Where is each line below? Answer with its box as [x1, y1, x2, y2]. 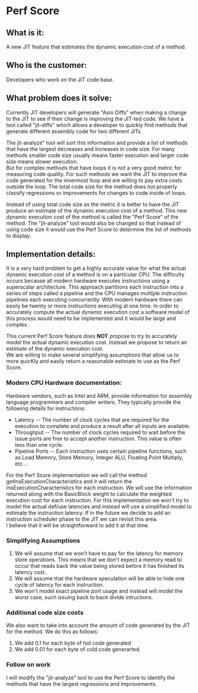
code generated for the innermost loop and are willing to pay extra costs [6, 176, 183, 184]
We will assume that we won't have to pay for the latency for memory [14, 550, 184, 557]
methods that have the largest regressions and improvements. [6, 680, 157, 687]
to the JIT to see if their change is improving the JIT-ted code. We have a [6, 115, 184, 122]
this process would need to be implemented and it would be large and [6, 315, 176, 322]
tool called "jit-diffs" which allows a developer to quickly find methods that [6, 121, 188, 128]
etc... [14, 460, 28, 467]
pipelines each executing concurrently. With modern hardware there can [6, 296, 183, 303]
